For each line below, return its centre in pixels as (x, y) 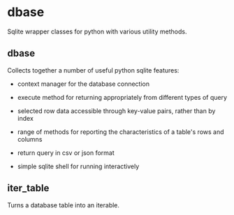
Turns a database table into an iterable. (64, 205)
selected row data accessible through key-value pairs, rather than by (116, 111)
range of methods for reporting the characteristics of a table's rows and (121, 132)
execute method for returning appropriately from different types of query (122, 97)
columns (30, 139)
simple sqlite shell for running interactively (78, 166)
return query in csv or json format (66, 153)
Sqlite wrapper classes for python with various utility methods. (97, 31)
